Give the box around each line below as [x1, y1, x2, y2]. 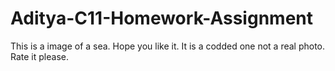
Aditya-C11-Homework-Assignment [10, 7, 313, 30]
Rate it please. [10, 50, 69, 62]
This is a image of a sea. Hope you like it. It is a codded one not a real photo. [10, 40, 326, 52]
